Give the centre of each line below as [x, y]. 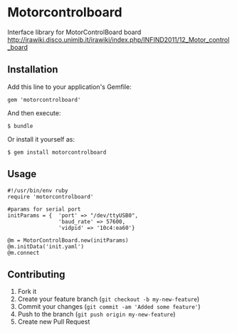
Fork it [27, 292]
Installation [33, 69]
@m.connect [23, 253]
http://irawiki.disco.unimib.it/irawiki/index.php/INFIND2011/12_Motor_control [118, 39]
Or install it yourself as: [41, 139]
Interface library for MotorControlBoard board [74, 32]
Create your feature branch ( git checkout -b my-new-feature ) [109, 299]
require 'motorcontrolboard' [51, 196]
